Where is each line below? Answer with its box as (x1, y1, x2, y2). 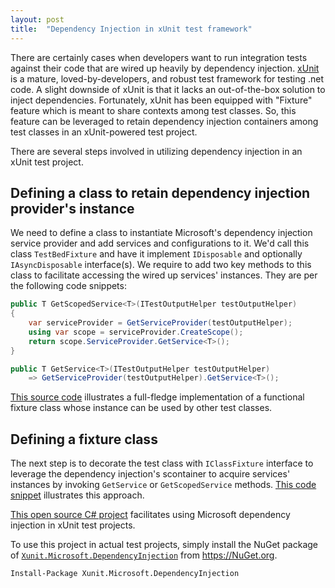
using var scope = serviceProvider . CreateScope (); (28, 327, 244, 337)
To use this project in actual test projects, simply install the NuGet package (10, 539, 319, 551)
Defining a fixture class (10, 431, 158, 448)
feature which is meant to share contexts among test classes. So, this (10, 104, 297, 116)
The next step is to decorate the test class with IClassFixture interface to (10, 457, 314, 470)
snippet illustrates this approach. (10, 489, 145, 501)
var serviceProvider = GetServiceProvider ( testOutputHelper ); (28, 318, 293, 328)
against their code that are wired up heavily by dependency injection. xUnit (10, 62, 320, 74)
